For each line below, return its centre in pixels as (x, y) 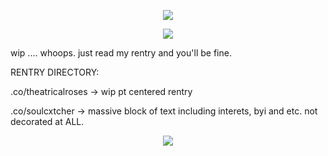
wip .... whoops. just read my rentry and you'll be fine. (121, 53)
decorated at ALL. (47, 121)
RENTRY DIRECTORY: (55, 72)
